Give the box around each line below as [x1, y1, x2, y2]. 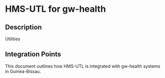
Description [5, 23, 42, 31]
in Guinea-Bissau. [5, 68, 41, 74]
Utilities [5, 36, 21, 42]
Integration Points [5, 50, 62, 58]
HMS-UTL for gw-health [5, 3, 106, 15]
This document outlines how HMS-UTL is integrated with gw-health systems [5, 63, 161, 69]
